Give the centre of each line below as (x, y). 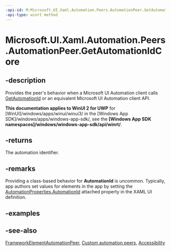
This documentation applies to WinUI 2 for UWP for (60, 108)
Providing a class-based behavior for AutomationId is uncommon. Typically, (85, 181)
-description (25, 80)
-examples (23, 213)
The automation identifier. (32, 153)
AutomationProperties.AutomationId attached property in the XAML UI (79, 192)
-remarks (20, 169)
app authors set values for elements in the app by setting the (69, 186)
